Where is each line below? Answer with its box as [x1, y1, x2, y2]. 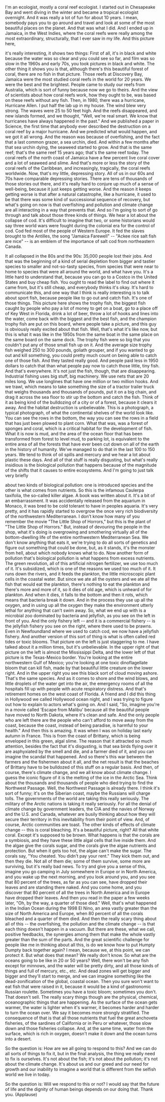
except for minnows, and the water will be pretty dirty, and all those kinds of [5, 963, 159, 968]
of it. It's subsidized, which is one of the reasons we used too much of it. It [5, 566, 156, 571]
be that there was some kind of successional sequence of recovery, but [5, 197, 150, 202]
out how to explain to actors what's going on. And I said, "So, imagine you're [5, 702, 160, 707]
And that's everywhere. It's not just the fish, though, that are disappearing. [5, 368, 156, 374]
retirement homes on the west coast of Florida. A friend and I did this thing [5, 691, 156, 697]
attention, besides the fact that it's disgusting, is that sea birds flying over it [5, 744, 158, 749]
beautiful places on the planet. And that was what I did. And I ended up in [5, 25, 154, 31]
